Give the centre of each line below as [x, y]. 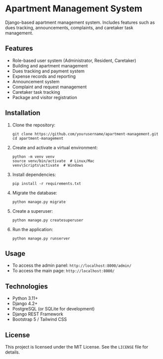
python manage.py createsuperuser [48, 220]
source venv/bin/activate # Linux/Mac [53, 161]
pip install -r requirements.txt [47, 183]
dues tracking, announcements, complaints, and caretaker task [69, 27]
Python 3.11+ [25, 299]
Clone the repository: [34, 125]
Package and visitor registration [45, 97]
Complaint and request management [49, 87]
